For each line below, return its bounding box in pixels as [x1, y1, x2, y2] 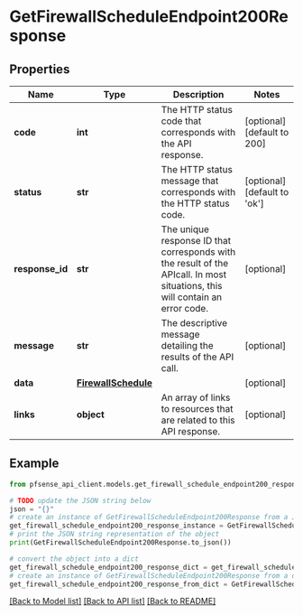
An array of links [161, 391, 231, 404]
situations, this [161, 280, 223, 292]
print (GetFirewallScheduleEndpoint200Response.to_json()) [9, 538, 232, 547]
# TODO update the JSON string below [9, 496, 151, 505]
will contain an [161, 291, 223, 303]
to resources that [161, 403, 234, 415]
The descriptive [161, 317, 228, 329]
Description [172, 89, 225, 100]
